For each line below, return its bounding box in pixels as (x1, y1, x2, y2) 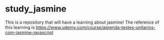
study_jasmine (5, 3, 66, 14)
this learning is (5, 24, 35, 30)
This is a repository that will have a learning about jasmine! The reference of (5, 19, 160, 25)
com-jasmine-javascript (5, 29, 54, 35)
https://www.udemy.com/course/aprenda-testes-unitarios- (35, 24, 156, 30)
